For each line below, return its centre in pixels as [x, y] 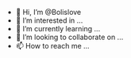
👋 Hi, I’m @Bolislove [48, 12]
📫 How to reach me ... [52, 46]
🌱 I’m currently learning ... [58, 29]
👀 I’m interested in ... [49, 20]
